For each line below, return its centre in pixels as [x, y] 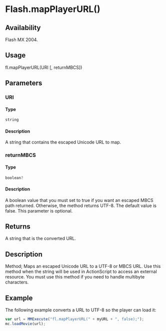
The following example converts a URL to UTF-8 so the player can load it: [81, 310]
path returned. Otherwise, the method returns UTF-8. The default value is [81, 205]
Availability [23, 28]
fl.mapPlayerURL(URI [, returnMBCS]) [44, 67]
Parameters [24, 83]
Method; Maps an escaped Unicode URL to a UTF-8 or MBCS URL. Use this [83, 266]
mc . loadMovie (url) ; [25, 323]
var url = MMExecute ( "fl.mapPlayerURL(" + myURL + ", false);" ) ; [74, 319]
